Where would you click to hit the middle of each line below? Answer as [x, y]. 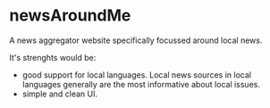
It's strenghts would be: [53, 57]
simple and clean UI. [60, 94]
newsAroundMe [70, 16]
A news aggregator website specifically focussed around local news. [136, 40]
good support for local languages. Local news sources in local [137, 75]
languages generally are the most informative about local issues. [141, 84]
